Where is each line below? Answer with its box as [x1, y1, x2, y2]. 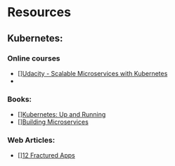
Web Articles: [7, 135, 56, 145]
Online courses [7, 53, 61, 63]
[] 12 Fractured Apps [17, 151, 75, 160]
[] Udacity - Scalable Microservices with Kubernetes [17, 69, 168, 77]
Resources [7, 4, 72, 20]
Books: [7, 94, 32, 104]
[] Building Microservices [17, 117, 89, 127]
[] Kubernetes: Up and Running [17, 110, 106, 119]
